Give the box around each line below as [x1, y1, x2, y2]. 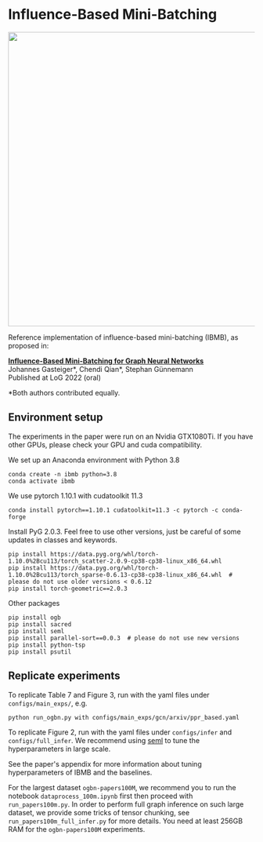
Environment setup [8, 410, 103, 425]
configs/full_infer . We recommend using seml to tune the [8, 735, 200, 745]
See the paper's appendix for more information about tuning [8, 759, 202, 768]
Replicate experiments [8, 669, 121, 683]
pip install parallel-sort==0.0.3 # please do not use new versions [8, 634, 240, 642]
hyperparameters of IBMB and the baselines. [8, 767, 153, 777]
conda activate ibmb [8, 477, 76, 485]
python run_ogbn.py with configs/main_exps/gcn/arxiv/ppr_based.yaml [8, 713, 240, 721]
